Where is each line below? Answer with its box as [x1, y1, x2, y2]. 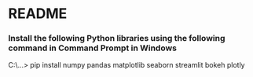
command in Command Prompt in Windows [8, 42, 178, 53]
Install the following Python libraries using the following [8, 33, 225, 44]
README [8, 5, 68, 23]
